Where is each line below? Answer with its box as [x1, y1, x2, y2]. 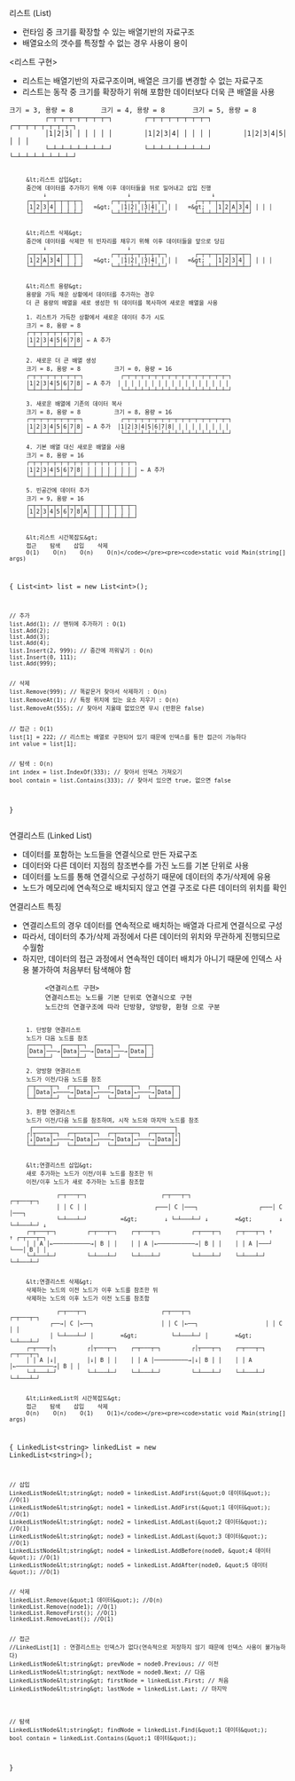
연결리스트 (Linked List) [9, 831, 93, 841]
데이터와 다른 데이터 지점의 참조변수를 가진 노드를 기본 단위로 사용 [21, 860, 250, 871]
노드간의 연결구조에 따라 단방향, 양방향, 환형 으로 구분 [44, 1003, 221, 1012]
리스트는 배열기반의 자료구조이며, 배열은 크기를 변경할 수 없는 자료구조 [21, 75, 264, 86]
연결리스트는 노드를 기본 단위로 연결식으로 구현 [44, 993, 192, 1003]
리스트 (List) [9, 8, 52, 18]
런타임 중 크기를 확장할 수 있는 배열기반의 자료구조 [21, 27, 195, 37]
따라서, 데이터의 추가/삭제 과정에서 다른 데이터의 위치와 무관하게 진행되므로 [21, 931, 281, 942]
